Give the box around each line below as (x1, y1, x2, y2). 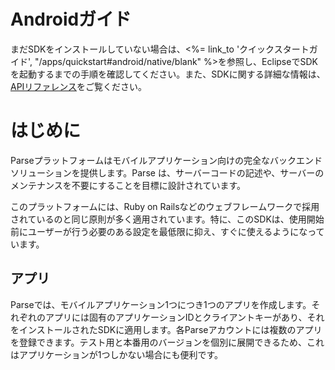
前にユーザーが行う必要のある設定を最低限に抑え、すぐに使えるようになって (10, 225, 325, 237)
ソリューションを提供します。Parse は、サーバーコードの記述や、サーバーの (10, 166, 325, 179)
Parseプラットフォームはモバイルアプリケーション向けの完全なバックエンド (10, 154, 323, 166)
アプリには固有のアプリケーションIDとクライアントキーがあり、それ (44, 311, 325, 323)
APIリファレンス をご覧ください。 (10, 80, 148, 92)
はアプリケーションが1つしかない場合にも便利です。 (10, 348, 224, 360)
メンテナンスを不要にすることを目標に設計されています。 (10, 179, 247, 191)
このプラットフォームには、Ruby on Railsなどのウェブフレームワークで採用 (10, 200, 320, 212)
